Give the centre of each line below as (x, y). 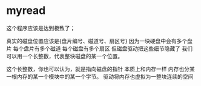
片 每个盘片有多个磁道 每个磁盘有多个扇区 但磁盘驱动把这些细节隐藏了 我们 (99, 48)
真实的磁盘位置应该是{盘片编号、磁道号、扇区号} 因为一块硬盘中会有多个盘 (99, 41)
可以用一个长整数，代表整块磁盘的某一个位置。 (64, 56)
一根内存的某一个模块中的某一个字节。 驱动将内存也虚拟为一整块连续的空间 (100, 76)
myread (26, 11)
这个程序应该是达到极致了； (41, 28)
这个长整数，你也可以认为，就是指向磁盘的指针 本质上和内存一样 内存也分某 (100, 69)
